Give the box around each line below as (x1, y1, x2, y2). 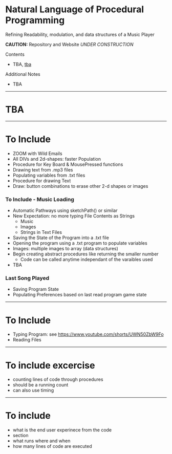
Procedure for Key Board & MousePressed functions (12, 161, 123, 167)
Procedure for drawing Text (12, 178, 71, 184)
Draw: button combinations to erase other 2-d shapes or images (12, 183, 148, 189)
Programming (5, 14, 65, 26)
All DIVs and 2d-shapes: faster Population (12, 156, 101, 162)
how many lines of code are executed (12, 443, 92, 449)
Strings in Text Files (20, 229, 62, 235)
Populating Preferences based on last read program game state (12, 292, 147, 298)
